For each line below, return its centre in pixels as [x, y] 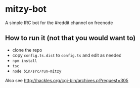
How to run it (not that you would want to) [70, 38]
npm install [24, 61]
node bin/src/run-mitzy [37, 71]
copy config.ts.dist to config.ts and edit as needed [67, 55]
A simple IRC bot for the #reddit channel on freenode [59, 23]
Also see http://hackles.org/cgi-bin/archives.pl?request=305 [67, 80]
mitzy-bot [26, 9]
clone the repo [27, 50]
